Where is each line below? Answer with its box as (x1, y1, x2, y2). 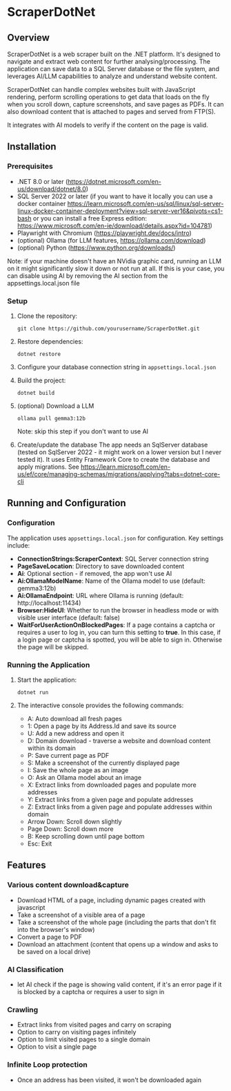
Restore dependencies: (17, 337, 83, 346)
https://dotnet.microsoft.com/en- (68, 177, 162, 185)
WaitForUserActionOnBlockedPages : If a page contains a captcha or (17, 620, 215, 629)
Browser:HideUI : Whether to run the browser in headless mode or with (17, 606, 219, 614)
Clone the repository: (17, 312, 78, 320)
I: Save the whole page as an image (27, 765, 129, 774)
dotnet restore (17, 351, 61, 357)
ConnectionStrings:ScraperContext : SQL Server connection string (17, 554, 209, 563)
